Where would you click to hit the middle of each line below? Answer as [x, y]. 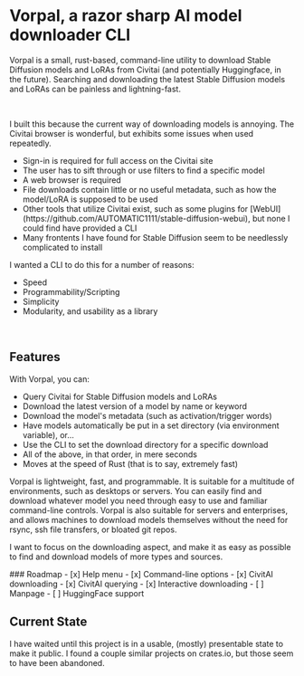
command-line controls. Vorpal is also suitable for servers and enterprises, [148, 510]
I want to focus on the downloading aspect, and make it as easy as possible [150, 547]
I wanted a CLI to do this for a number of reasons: [102, 264]
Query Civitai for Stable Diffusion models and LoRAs [119, 396]
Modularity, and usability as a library [90, 311]
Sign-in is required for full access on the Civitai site [118, 160]
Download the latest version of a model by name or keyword [134, 406]
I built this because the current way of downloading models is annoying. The [152, 124]
